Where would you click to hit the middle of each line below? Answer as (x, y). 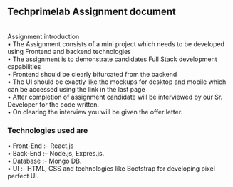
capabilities (24, 66)
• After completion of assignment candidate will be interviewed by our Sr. (115, 97)
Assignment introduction (43, 36)
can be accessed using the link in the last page (76, 89)
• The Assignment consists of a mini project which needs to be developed (116, 44)
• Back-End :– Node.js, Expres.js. (56, 154)
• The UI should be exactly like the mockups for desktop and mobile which (117, 82)
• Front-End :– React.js (41, 146)
